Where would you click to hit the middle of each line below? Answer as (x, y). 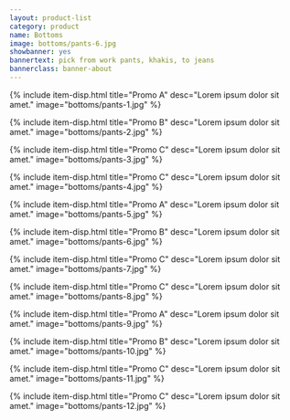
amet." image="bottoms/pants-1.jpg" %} (86, 104)
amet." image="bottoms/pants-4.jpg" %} (86, 186)
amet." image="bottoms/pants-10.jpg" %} (88, 351)
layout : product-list (51, 18)
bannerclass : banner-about (61, 69)
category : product (44, 26)
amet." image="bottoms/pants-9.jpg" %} (86, 323)
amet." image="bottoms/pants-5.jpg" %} (86, 214)
